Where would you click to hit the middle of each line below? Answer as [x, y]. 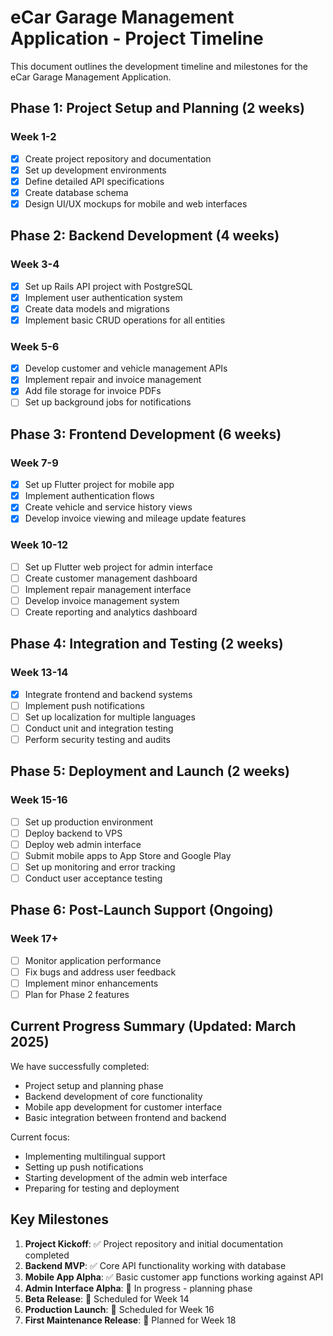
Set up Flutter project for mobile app [99, 485]
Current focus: [40, 1137]
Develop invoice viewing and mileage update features [135, 518]
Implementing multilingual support [95, 1156]
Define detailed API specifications [94, 181]
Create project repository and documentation [118, 158]
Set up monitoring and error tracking [100, 867]
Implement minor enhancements [91, 983]
